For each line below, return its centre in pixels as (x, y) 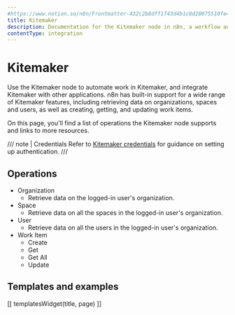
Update (38, 265)
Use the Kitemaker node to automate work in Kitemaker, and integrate (108, 87)
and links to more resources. (48, 131)
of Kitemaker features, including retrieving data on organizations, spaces (112, 102)
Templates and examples (63, 287)
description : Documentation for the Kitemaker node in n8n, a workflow (114, 27)
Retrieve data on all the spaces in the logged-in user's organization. (125, 213)
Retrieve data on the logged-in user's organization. (101, 198)
